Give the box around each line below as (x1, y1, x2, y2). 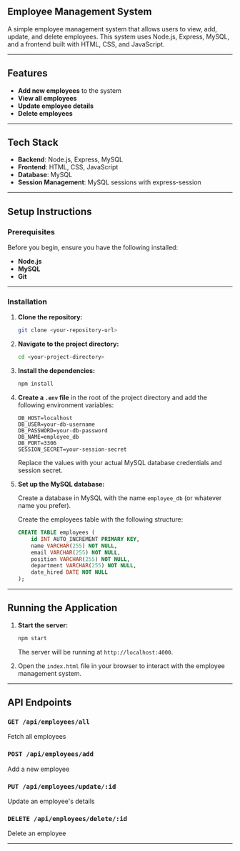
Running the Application (7, 602, 118, 614)
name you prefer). (17, 502, 71, 510)
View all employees (17, 94, 77, 102)
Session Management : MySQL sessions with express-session (17, 178, 201, 186)
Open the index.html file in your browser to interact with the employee (17, 661, 225, 670)
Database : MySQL (17, 171, 73, 179)
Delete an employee (7, 829, 66, 838)
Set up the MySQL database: (17, 480, 105, 489)
